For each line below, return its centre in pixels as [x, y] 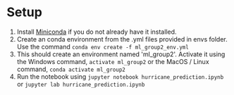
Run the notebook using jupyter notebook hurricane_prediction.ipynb [120, 76]
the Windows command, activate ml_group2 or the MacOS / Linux [113, 61]
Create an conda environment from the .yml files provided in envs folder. [122, 39]
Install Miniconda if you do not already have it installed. [97, 32]
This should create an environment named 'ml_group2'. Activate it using [121, 54]
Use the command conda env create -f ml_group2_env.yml [103, 46]
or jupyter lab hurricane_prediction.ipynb [81, 84]
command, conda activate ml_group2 [71, 69]
